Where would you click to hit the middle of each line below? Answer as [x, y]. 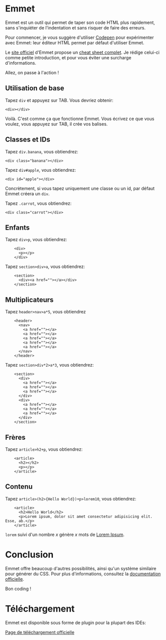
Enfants [17, 227]
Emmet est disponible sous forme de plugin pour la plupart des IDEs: [76, 623]
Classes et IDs [28, 140]
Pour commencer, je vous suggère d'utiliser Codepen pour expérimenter [80, 37]
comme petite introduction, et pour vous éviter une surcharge [68, 57]
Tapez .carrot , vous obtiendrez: [38, 203]
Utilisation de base [35, 88]
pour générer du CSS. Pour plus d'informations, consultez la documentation [83, 574]
